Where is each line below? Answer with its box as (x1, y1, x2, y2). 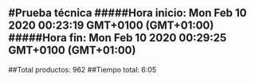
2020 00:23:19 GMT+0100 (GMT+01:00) (8, 19, 214, 33)
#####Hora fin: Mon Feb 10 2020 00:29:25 (8, 31, 227, 45)
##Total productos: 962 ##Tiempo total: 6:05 (8, 64, 157, 74)
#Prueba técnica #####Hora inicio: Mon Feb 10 (8, 6, 247, 20)
